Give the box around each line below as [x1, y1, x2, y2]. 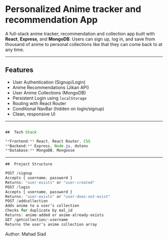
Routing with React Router [12, 100, 66, 106]
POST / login [5, 184, 30, 189]
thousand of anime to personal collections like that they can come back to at [5, 41, 162, 47]
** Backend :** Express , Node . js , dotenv [5, 143, 88, 148]
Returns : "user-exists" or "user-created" [5, 180, 95, 185]
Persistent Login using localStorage [12, 95, 86, 101]
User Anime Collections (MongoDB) [12, 89, 86, 95]
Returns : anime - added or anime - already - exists [5, 212, 104, 217]
